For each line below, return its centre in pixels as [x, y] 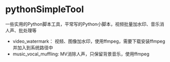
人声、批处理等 [21, 30]
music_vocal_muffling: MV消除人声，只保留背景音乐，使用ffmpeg [81, 54]
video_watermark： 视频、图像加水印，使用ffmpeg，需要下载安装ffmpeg [89, 41]
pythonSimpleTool [45, 9]
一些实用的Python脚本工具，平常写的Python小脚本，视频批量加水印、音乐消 [85, 24]
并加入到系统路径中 [33, 47]
